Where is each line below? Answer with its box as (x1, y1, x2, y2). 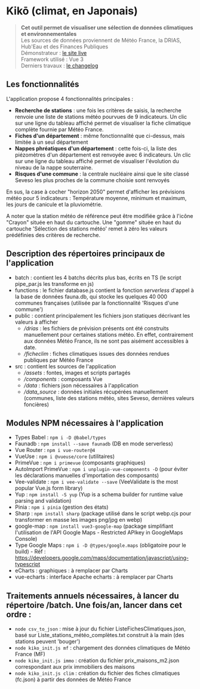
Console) (14, 536, 38, 543)
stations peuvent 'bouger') (14, 638, 81, 645)
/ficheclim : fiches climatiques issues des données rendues (23, 350, 170, 357)
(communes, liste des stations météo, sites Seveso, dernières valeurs (23, 394, 195, 401)
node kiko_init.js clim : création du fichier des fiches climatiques (14, 670, 180, 677)
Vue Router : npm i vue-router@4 (14, 447, 96, 454)
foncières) (23, 401, 50, 408)
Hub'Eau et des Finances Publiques (20, 43, 109, 50)
